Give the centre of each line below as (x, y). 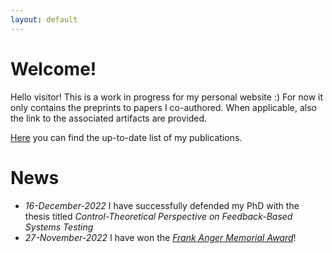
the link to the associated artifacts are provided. (109, 118)
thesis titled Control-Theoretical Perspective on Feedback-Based (158, 216)
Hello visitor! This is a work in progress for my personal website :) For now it (167, 97)
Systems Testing (59, 227)
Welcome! (53, 68)
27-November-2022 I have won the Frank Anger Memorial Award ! (160, 237)
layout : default (44, 19)
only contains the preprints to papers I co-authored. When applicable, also (163, 107)
